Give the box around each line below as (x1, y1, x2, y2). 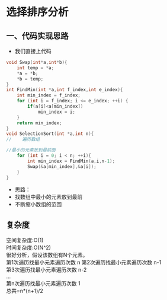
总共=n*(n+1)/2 (6, 288, 43, 295)
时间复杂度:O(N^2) (6, 244, 52, 251)
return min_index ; (17, 120, 62, 126)
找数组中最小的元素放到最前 (14, 193, 83, 201)
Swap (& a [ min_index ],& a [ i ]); (27, 163, 97, 169)
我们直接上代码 (14, 48, 52, 54)
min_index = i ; (37, 109, 76, 115)
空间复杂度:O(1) (6, 237, 44, 244)
